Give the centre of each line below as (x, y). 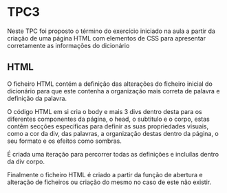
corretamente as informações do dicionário (68, 45)
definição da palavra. (37, 98)
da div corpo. (26, 161)
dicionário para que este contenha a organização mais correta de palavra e (113, 91)
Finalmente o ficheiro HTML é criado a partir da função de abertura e (105, 174)
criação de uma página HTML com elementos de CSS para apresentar (107, 38)
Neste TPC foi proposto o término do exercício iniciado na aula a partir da (111, 31)
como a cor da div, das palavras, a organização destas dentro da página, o (113, 133)
